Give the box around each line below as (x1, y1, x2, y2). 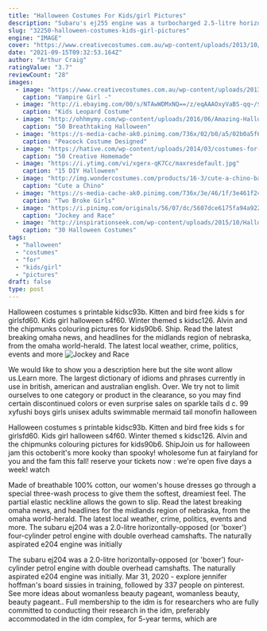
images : (8, 78, 34, 86)
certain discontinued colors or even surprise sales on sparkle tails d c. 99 (8, 399, 249, 408)
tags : (8, 234, 26, 242)
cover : (8, 41, 30, 49)
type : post (8, 286, 44, 294)
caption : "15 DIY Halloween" (22, 167, 119, 175)
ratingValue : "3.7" (8, 64, 73, 72)
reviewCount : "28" (8, 71, 69, 79)
